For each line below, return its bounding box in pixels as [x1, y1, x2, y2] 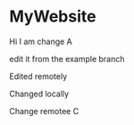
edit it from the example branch [9, 53, 125, 64]
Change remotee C [9, 105, 80, 116]
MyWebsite [9, 6, 96, 27]
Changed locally [9, 88, 70, 99]
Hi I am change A [9, 36, 73, 47]
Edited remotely [9, 70, 68, 82]
